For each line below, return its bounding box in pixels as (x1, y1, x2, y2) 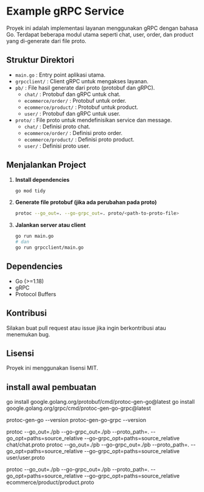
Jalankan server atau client (15, 221, 86, 229)
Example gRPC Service (6, 4, 125, 18)
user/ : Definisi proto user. (24, 142, 90, 150)
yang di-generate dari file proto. (6, 37, 86, 44)
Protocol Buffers (15, 290, 57, 297)
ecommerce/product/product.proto (6, 479, 94, 486)
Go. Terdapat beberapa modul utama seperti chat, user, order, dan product (6, 30, 194, 38)
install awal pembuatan (6, 382, 97, 392)
